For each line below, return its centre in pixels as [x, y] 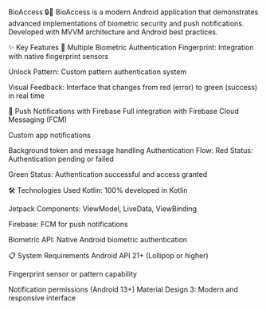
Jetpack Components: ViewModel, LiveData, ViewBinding [103, 209]
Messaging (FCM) [38, 120]
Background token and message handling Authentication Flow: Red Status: [131, 150]
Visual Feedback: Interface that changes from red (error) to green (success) [133, 87]
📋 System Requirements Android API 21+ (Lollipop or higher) [108, 255]
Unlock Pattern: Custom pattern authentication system [98, 72]
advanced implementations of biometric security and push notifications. [126, 24]
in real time [27, 96]
